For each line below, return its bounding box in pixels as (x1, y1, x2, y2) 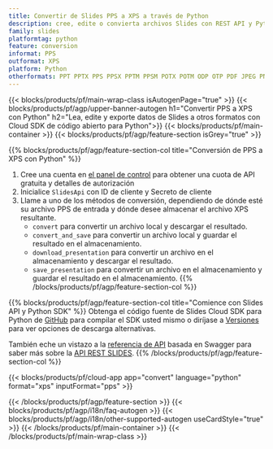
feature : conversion (8, 42, 79, 50)
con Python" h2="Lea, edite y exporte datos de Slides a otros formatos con (8, 111, 261, 122)
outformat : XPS (8, 58, 60, 66)
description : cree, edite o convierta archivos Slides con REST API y (8, 20, 253, 28)
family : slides (8, 27, 60, 35)
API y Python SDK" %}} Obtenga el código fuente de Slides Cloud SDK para (8, 306, 262, 316)
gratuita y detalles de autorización (19, 178, 135, 188)
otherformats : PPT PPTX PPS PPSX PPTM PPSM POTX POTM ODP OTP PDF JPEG (8, 72, 256, 81)
